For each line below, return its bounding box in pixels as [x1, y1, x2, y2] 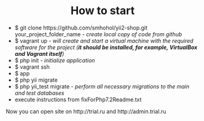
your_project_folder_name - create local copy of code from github [14, 30, 182, 37]
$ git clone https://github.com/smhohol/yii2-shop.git [14, 24, 148, 31]
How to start [70, 4, 135, 18]
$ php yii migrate [14, 76, 58, 84]
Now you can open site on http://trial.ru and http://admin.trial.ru [6, 107, 167, 115]
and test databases [14, 89, 65, 96]
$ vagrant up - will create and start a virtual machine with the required [14, 37, 194, 44]
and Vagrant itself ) [14, 50, 65, 57]
